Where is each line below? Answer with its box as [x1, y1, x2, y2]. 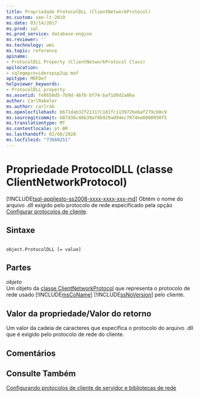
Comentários [6, 348, 56, 358]
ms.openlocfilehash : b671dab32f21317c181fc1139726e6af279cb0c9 [6, 109, 167, 115]
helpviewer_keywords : [6, 81, 60, 87]
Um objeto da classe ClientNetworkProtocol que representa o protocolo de [6, 285, 190, 292]
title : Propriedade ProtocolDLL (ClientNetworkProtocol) [6, 8, 151, 15]
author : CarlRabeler [6, 98, 58, 104]
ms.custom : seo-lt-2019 [6, 14, 66, 20]
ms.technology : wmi [6, 43, 55, 49]
